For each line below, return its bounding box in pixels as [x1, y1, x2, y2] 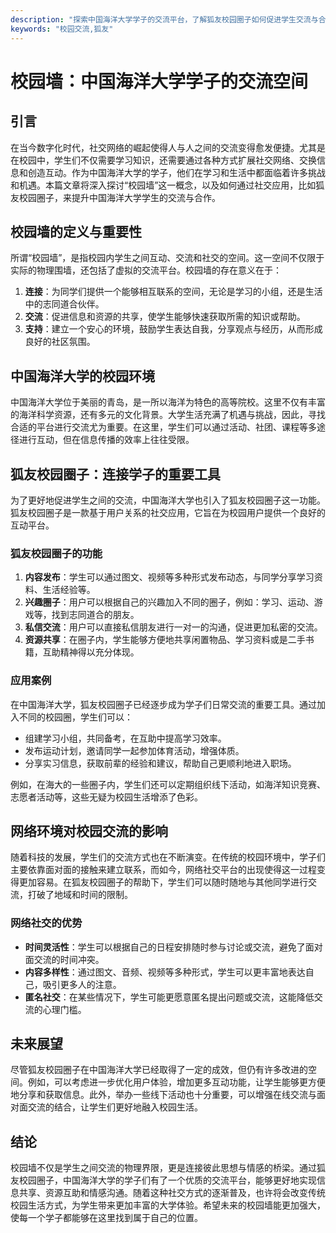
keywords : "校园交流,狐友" [10, 24, 114, 34]
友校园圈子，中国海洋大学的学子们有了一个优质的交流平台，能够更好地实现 [10, 1174, 317, 1186]
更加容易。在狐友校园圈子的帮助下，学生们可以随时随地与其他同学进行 [18, 876, 308, 888]
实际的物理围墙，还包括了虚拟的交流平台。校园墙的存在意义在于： [10, 264, 282, 276]
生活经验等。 [42, 584, 96, 596]
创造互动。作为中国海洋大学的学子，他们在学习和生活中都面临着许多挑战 [27, 166, 326, 178]
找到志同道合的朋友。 [51, 609, 140, 621]
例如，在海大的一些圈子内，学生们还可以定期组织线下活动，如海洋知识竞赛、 [10, 778, 326, 790]
